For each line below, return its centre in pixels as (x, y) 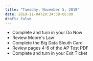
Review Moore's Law (33, 38)
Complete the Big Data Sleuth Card (47, 43)
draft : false (18, 19)
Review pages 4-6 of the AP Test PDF (50, 48)
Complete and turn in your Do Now (47, 33)
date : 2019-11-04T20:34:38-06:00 (39, 14)
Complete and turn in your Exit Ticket (50, 53)
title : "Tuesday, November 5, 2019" (42, 10)
